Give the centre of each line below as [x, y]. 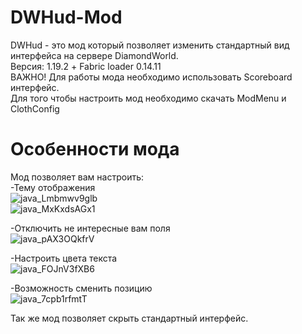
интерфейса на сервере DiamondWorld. [94, 55]
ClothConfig [35, 108]
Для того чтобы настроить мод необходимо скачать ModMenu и [148, 98]
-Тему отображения [53, 187]
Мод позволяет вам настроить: [77, 177]
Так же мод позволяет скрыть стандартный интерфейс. [129, 318]
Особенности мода [95, 149]
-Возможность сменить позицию [81, 288]
